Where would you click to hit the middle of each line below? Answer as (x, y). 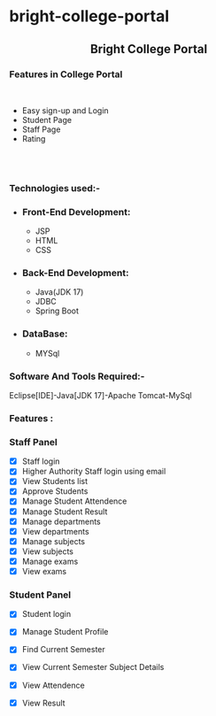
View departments (56, 531)
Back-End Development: (75, 273)
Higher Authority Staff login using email (94, 472)
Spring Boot (57, 311)
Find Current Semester (64, 650)
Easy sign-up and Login (65, 110)
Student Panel (40, 595)
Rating (34, 138)
